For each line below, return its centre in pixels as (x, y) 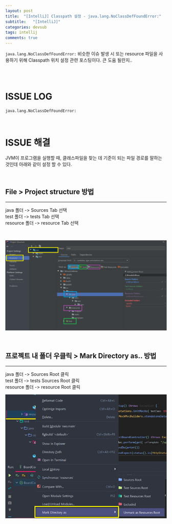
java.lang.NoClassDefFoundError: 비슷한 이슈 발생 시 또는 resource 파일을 (81, 54)
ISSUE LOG (29, 97)
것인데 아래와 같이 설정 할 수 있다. (39, 164)
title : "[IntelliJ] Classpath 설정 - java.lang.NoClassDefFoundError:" (83, 16)
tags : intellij (21, 33)
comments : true (21, 38)
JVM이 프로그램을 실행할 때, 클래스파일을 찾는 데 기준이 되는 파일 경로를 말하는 (84, 158)
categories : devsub (26, 27)
